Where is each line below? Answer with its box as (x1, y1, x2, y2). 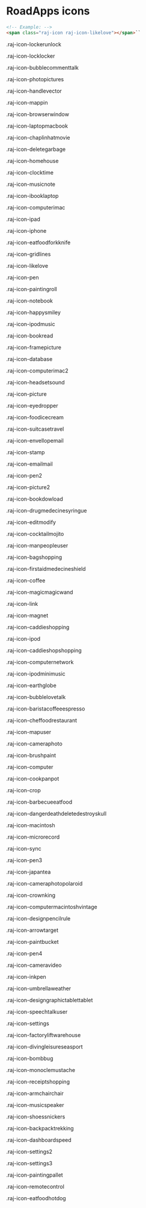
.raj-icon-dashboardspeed (6, 1136, 72, 1144)
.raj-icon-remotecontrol (6, 1183, 65, 1190)
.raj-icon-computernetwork (6, 658, 74, 665)
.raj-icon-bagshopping (6, 553, 62, 561)
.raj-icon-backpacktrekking (6, 1124, 74, 1132)
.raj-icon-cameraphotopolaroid (6, 880, 83, 887)
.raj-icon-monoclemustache (6, 1066, 76, 1073)
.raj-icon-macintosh (6, 821, 55, 828)
